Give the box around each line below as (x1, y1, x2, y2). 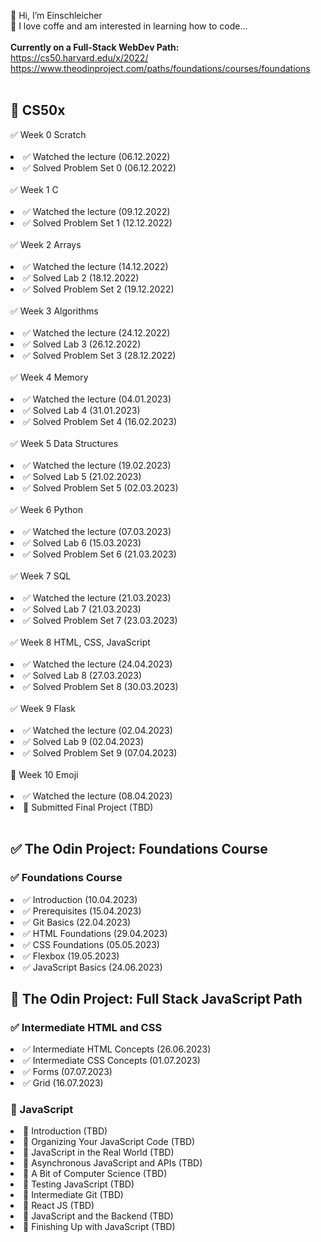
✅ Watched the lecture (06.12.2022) (23, 150, 171, 162)
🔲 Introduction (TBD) (23, 1125, 108, 1137)
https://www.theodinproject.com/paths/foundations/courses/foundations (10, 63, 311, 74)
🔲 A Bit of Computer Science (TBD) (23, 1168, 168, 1180)
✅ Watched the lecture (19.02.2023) (23, 459, 172, 471)
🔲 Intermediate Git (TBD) (23, 1189, 124, 1201)
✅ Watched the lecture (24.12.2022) (23, 326, 171, 339)
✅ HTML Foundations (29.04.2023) (23, 927, 168, 939)
